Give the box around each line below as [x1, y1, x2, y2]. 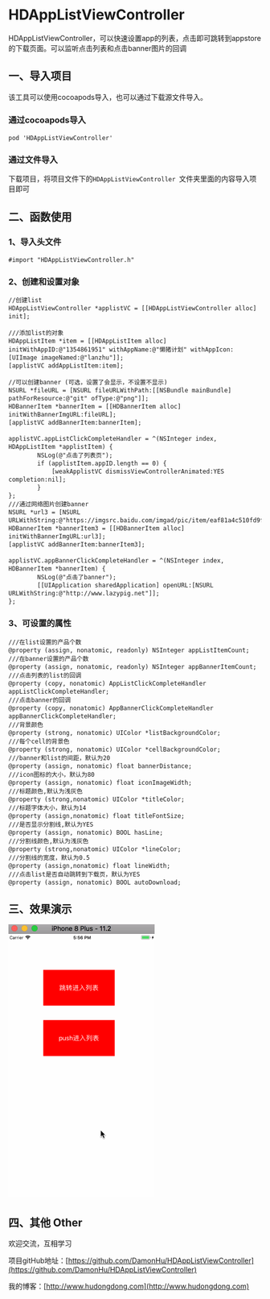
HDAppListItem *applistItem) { [8, 443, 113, 451]
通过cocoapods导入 [8, 114, 87, 126]
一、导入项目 [8, 69, 72, 83]
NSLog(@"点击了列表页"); [37, 451, 113, 460]
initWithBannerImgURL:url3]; [8, 533, 106, 541]
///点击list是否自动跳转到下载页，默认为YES [8, 870, 141, 878]
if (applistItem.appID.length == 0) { [37, 459, 167, 468]
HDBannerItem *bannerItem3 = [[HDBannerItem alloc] [8, 525, 185, 533]
